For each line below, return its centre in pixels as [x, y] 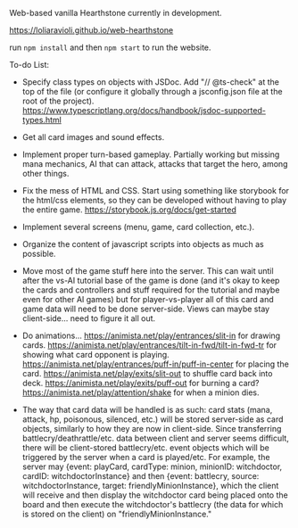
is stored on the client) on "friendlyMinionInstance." [117, 514]
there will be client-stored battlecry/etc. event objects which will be [145, 448]
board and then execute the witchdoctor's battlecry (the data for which [153, 504]
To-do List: [29, 65]
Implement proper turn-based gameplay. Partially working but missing [151, 154]
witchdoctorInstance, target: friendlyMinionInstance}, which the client [150, 486]
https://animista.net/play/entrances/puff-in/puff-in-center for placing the [156, 364]
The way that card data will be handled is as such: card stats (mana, [147, 410]
